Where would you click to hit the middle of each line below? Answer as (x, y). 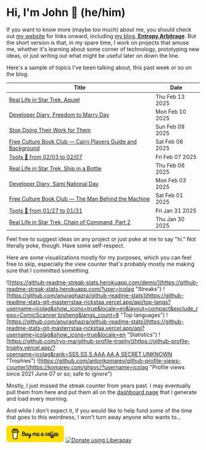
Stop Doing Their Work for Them (50, 130)
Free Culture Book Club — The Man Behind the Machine (79, 198)
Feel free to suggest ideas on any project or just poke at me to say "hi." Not (101, 239)
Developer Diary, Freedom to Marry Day (59, 115)
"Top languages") (143, 315)
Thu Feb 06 (170, 165)
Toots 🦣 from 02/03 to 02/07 (46, 157)
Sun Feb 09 (170, 127)
